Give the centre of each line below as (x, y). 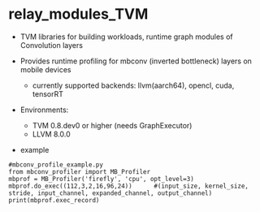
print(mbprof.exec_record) (54, 200)
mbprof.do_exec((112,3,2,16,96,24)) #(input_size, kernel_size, (129, 186)
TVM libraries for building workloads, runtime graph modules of (126, 37)
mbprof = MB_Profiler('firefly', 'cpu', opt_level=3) (102, 179)
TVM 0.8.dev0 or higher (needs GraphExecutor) (112, 125)
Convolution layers (52, 45)
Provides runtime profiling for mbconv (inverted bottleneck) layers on (136, 61)
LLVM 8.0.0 (51, 134)
